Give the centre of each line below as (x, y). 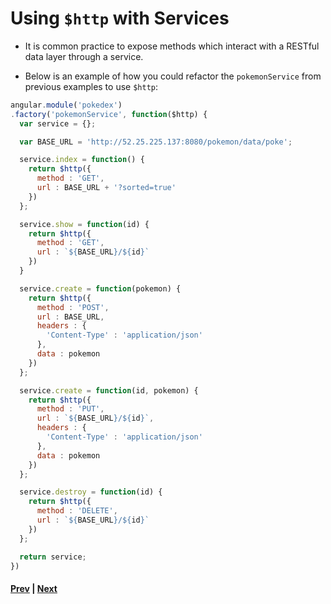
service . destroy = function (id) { (91, 492)
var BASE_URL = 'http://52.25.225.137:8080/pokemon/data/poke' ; (156, 142)
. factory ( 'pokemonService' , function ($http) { (109, 114)
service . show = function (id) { (84, 224)
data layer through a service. (84, 56)
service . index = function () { (82, 160)
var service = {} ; (58, 123)
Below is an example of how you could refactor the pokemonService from (173, 76)
